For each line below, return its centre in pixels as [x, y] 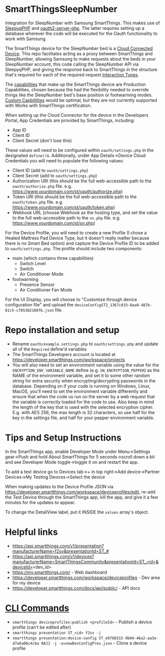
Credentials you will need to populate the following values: [64, 160]
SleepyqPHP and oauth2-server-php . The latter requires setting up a [75, 28]
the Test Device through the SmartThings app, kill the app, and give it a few [82, 497]
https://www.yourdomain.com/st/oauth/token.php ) [63, 207]
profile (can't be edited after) [42, 627]
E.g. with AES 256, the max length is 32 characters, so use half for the [83, 412]
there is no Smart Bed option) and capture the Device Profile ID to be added [82, 243]
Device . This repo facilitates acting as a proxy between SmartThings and [79, 54]
